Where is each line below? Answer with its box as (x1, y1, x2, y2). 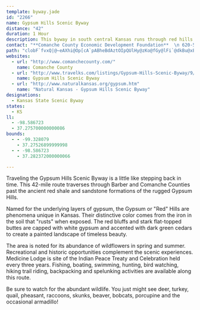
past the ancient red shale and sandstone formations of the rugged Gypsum (6, 188, 192, 195)
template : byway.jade (6, 8, 60, 15)
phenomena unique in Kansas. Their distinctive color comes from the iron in (6, 211, 192, 219)
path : (6, 48, 20, 54)
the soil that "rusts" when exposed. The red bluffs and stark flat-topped (6, 218, 182, 225)
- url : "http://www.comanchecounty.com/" (11, 59, 116, 65)
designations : (6, 92, 42, 98)
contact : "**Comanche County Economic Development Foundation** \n (6, 42, 180, 48)
